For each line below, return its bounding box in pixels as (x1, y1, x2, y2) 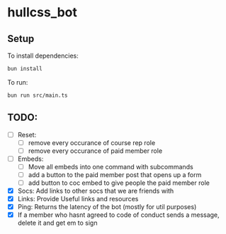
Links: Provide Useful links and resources (17, 195, 139, 203)
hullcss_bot (7, 4, 78, 21)
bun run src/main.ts (7, 92, 69, 99)
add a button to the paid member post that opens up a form (28, 170, 202, 179)
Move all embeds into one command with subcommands (28, 162, 193, 171)
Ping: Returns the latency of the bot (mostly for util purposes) (17, 203, 197, 211)
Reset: (17, 130, 37, 139)
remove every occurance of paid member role (28, 147, 163, 155)
